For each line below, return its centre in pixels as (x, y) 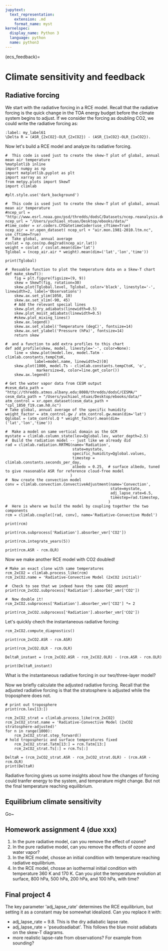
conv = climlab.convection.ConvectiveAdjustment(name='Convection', (78, 484)
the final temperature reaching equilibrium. (49, 786)
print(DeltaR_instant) (29, 666)
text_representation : (32, 15)
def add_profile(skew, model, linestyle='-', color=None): (68, 348)
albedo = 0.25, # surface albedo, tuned (116, 466)
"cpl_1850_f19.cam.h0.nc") (33, 405)
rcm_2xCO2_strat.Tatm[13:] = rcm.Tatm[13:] (60, 744)
